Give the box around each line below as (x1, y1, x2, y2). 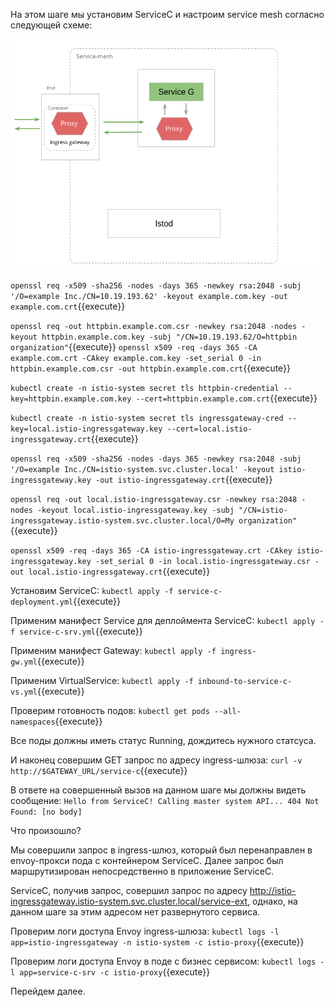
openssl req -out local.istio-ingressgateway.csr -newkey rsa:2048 (10, 494, 298, 504)
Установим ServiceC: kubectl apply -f (10, 584, 174, 596)
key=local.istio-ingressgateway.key (10, 424, 163, 434)
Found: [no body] (10, 807, 83, 817)
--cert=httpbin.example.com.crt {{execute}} (135, 392, 318, 404)
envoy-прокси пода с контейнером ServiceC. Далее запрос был (10, 854, 284, 866)
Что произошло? (10, 824, 82, 836)
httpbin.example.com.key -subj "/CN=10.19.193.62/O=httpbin (41, 332, 298, 342)
